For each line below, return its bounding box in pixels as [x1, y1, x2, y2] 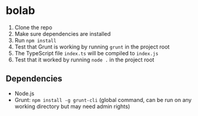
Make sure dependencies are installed [14, 30, 111, 37]
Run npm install [14, 36, 57, 44]
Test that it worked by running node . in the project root [14, 56, 155, 63]
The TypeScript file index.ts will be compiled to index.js [14, 49, 159, 56]
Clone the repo [14, 24, 53, 31]
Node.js [14, 89, 35, 97]
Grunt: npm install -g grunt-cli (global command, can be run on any [14, 96, 192, 103]
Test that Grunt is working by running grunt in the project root [14, 43, 170, 50]
